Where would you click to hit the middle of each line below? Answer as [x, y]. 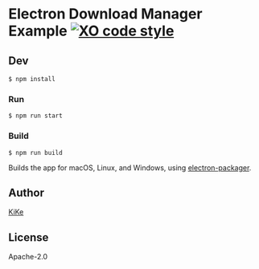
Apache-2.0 [28, 257]
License [29, 237]
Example [38, 31]
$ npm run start [35, 116]
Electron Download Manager [105, 14]
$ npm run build [35, 153]
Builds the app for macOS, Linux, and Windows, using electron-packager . [130, 167]
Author [26, 192]
